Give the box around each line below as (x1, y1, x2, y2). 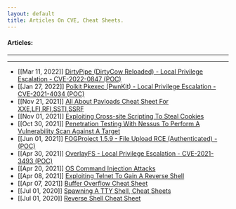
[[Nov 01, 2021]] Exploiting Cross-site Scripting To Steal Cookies (17, 112, 204, 120)
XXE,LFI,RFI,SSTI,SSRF (17, 104, 84, 113)
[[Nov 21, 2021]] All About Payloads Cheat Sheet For (17, 97, 169, 105)
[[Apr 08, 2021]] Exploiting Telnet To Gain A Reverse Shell (17, 171, 185, 180)
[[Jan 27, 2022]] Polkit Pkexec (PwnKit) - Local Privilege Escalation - (17, 82, 216, 90)
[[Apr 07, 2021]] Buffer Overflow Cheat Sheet (17, 179, 148, 187)
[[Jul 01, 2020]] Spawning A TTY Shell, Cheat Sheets (17, 187, 171, 195)
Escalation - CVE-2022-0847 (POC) (17, 74, 122, 83)
